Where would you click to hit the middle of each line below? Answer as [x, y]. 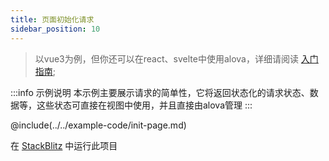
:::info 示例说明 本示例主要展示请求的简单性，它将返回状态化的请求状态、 [160, 92]
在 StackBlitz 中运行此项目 [64, 145]
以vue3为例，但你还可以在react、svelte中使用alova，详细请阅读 [166, 58]
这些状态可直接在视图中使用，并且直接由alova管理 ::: [144, 105]
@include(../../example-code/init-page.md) [98, 125]
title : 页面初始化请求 [52, 19]
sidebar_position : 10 [55, 29]
